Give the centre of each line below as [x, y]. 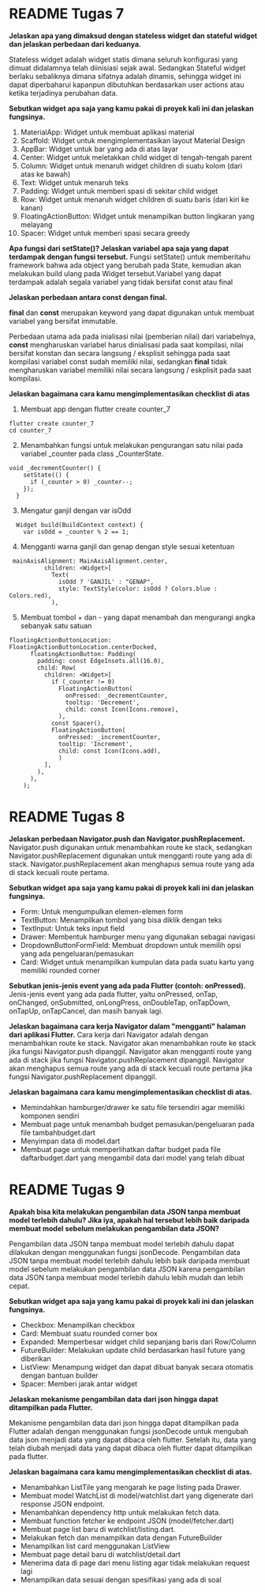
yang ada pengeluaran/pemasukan [77, 953]
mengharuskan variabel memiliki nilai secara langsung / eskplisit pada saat [130, 370]
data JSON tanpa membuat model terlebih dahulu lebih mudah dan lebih [126, 1277]
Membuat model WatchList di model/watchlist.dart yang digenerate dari [137, 1495]
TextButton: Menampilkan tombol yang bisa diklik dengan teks [121, 919]
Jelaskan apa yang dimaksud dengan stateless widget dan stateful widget [133, 36]
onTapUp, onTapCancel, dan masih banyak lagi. [86, 1010]
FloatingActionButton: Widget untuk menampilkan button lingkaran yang [137, 216]
